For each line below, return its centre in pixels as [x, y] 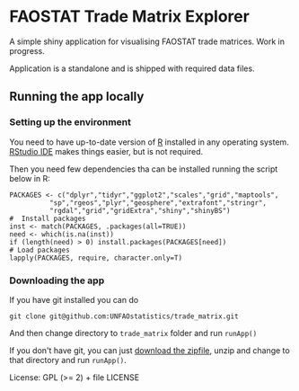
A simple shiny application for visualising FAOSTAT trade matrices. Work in [147, 41]
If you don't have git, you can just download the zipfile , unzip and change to [149, 350]
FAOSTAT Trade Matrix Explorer [129, 17]
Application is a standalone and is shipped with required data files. [132, 68]
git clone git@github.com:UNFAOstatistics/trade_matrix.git [124, 316]
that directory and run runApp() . [68, 360]
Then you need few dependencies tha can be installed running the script [144, 169]
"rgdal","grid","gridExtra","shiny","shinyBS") [140, 210]
